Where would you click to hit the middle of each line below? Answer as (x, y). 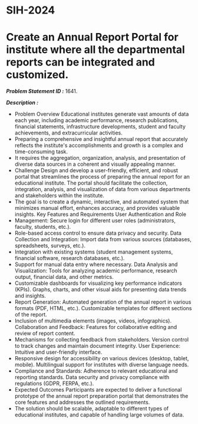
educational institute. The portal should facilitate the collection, (91, 183)
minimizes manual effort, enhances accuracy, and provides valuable (97, 208)
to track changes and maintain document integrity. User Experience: (98, 346)
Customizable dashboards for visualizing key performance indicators (98, 283)
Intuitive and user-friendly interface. (58, 352)
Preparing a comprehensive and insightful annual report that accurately (101, 139)
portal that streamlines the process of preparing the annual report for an (102, 177)
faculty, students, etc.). (43, 227)
